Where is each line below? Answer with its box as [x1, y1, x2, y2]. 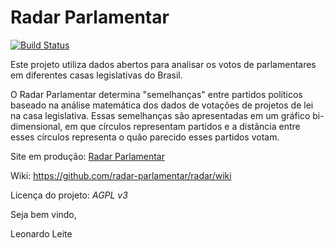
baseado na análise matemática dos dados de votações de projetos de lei [10, 99, 314, 111]
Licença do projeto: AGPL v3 [10, 189, 128, 201]
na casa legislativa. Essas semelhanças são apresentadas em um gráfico [10, 109, 311, 121]
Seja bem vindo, [10, 208, 77, 220]
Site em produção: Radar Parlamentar [10, 150, 165, 162]
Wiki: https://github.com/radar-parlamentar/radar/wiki [10, 169, 232, 181]
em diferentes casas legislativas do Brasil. [10, 69, 183, 81]
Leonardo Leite [10, 227, 73, 240]
